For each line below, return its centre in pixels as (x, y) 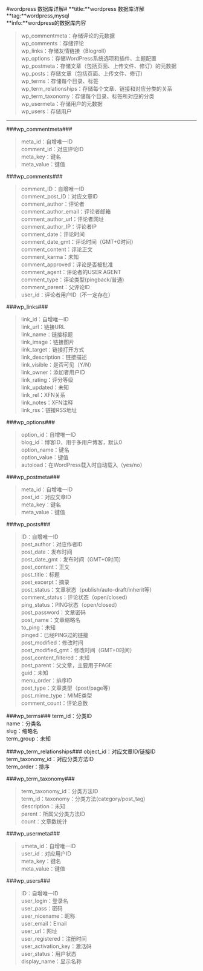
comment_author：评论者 (53, 204)
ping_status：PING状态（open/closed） (71, 605)
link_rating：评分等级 (47, 380)
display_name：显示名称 (51, 961)
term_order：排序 (28, 767)
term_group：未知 (29, 739)
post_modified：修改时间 (52, 642)
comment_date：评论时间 (53, 234)
